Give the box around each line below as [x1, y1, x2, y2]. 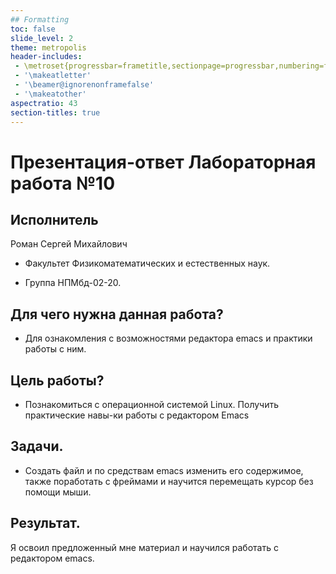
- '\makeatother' [14, 89, 87, 99]
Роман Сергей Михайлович [10, 238, 128, 250]
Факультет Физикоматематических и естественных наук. [24, 257, 271, 270]
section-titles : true [10, 107, 101, 118]
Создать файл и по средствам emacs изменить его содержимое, [24, 464, 304, 476]
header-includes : [10, 52, 83, 62]
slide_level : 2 [10, 33, 74, 43]
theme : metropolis [10, 42, 87, 53]
